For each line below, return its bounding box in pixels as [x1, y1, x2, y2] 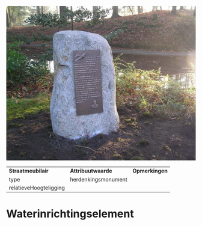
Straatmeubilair [8, 167, 49, 174]
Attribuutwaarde [70, 167, 112, 174]
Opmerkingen [132, 167, 168, 174]
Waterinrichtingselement [6, 207, 134, 221]
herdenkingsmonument [70, 176, 127, 183]
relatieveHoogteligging [8, 184, 65, 191]
